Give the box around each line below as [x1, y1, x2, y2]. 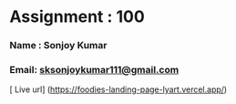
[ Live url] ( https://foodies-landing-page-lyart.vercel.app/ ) [9, 84, 228, 95]
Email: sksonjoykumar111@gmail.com [9, 64, 180, 77]
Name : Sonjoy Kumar [9, 39, 108, 52]
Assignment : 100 [9, 6, 146, 27]
